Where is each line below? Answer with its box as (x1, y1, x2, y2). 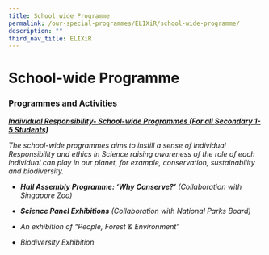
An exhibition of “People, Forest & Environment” (19, 221, 180, 231)
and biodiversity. (8, 166, 65, 176)
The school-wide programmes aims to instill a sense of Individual (8, 140, 226, 150)
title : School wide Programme (8, 11, 111, 20)
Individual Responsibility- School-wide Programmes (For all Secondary (8, 116, 253, 126)
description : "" (8, 27, 63, 35)
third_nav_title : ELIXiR (8, 34, 92, 43)
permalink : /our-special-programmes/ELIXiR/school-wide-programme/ (8, 19, 241, 27)
